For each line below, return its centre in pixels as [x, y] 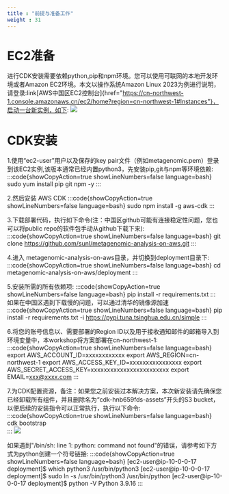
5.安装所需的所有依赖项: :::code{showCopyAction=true [84, 287]
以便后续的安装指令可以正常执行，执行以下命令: [74, 408]
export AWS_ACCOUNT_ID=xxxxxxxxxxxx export [76, 355]
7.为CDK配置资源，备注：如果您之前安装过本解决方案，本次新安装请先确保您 [114, 391]
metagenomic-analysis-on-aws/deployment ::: [72, 273]
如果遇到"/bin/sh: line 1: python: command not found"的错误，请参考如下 [109, 445]
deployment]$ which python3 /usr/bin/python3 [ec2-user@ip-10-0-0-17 [109, 469]
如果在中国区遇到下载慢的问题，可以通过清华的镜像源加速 [88, 302]
